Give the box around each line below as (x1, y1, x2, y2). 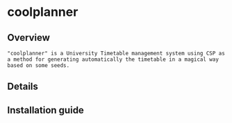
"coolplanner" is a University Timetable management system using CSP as (7, 50, 226, 57)
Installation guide (7, 104, 85, 116)
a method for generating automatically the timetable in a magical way (7, 56, 219, 63)
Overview (7, 32, 51, 44)
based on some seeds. (7, 62, 70, 69)
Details (7, 81, 38, 93)
